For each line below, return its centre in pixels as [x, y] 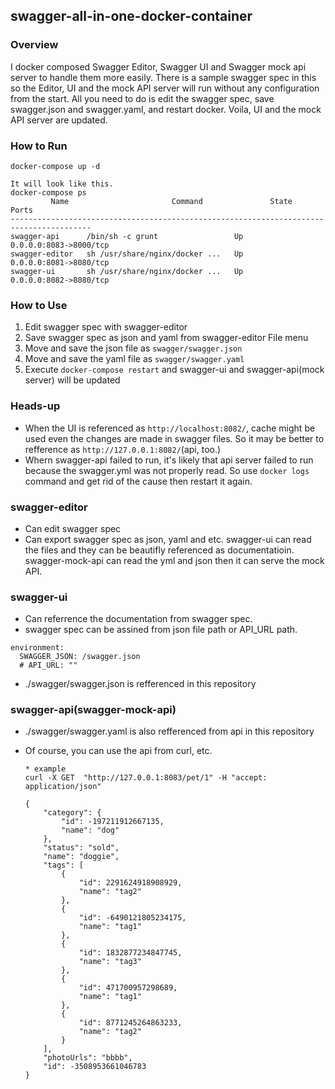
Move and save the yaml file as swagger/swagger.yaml [134, 359]
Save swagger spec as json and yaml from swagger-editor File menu [166, 338]
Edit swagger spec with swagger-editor [106, 327]
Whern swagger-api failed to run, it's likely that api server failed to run [169, 460]
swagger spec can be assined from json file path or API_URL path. [161, 630]
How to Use [39, 305]
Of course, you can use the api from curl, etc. [118, 751]
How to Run [39, 146]
